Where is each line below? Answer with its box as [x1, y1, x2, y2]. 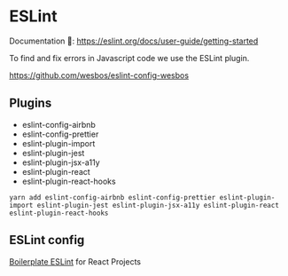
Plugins [9, 96, 52, 111]
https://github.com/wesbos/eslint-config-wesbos [9, 69, 189, 81]
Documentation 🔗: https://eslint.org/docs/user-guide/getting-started [9, 35, 259, 46]
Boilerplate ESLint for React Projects [9, 256, 142, 267]
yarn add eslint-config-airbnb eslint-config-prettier [9, 193, 216, 201]
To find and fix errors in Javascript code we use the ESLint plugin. [9, 52, 250, 63]
